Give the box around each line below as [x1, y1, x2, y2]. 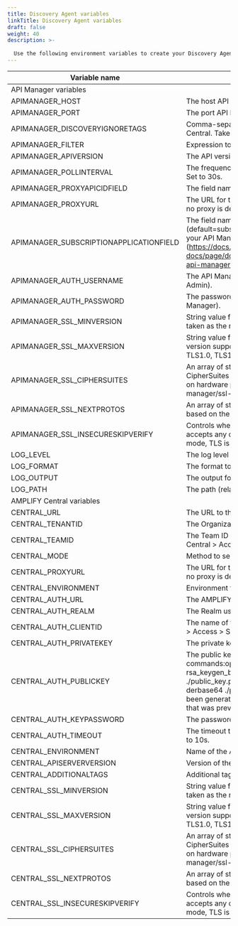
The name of [186, 618, 229, 628]
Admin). [186, 280, 212, 290]
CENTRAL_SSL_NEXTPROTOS [11, 873, 111, 883]
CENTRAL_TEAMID [11, 534, 74, 544]
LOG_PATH [11, 484, 47, 494]
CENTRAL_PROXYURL [11, 566, 86, 576]
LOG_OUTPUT [11, 473, 59, 483]
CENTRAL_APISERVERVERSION [11, 758, 117, 768]
